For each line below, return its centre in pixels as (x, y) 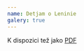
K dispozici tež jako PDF (42, 40)
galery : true (26, 20)
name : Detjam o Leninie (42, 14)
